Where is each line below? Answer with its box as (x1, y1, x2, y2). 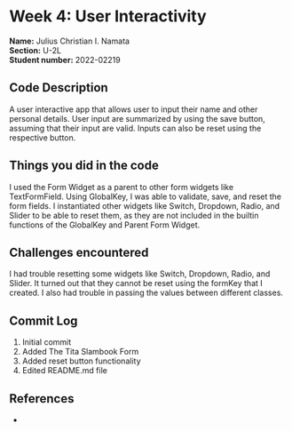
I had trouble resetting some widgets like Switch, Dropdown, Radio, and (9, 268, 271, 279)
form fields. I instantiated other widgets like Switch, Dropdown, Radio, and (9, 200, 280, 211)
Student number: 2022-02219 (9, 54, 122, 65)
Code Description (9, 80, 108, 95)
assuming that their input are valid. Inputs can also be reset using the (9, 123, 262, 133)
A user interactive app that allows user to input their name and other (9, 104, 258, 115)
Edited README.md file (21, 365, 108, 376)
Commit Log (9, 313, 78, 328)
